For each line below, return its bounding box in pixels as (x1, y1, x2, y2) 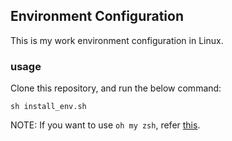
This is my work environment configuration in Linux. (10, 34, 224, 46)
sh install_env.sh (10, 102, 87, 112)
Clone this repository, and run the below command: (10, 82, 222, 94)
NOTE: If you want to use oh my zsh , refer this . (10, 119, 201, 131)
